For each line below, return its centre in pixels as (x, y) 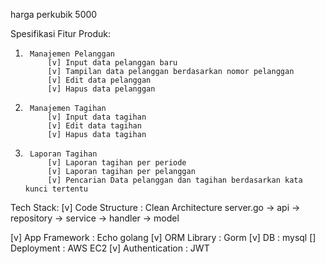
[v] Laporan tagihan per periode (117, 163)
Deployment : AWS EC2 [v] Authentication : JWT (110, 248)
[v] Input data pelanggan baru (112, 63)
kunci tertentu (56, 189)
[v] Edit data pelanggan (99, 80)
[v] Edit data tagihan (94, 126)
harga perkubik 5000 (54, 14)
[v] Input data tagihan (97, 117)
